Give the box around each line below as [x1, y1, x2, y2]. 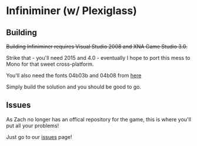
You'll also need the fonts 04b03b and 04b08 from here [6, 72, 142, 79]
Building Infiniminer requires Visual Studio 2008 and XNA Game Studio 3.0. [6, 43, 188, 50]
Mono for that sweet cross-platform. [6, 60, 94, 67]
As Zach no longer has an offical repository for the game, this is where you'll [6, 116, 191, 123]
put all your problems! [6, 122, 59, 129]
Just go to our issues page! [6, 133, 72, 140]
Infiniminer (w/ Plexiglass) [6, 4, 137, 18]
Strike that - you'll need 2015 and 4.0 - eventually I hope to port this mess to [6, 55, 191, 61]
